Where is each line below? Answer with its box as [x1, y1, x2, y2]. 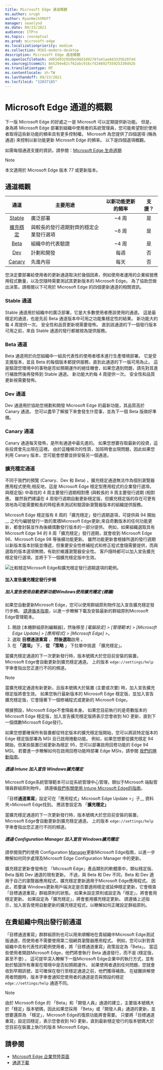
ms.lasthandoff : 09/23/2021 [5, 75, 62, 80]
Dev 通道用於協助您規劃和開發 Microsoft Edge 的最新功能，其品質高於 [5, 403, 145, 408]
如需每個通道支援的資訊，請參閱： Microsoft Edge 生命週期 [5, 147, 122, 153]
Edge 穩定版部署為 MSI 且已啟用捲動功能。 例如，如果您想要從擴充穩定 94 [5, 736, 154, 742]
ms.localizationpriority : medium [5, 43, 73, 48]
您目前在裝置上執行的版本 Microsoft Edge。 [5, 1024, 92, 1030]
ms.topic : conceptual [5, 34, 49, 39]
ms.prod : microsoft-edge [5, 39, 55, 44]
